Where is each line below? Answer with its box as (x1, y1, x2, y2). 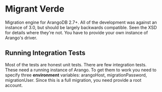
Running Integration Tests (5, 49, 85, 57)
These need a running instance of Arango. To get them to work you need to (5, 67, 157, 73)
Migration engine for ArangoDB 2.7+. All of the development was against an (5, 19, 157, 25)
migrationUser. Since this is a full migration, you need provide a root (5, 77, 142, 83)
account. (5, 82, 23, 88)
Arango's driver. (5, 35, 38, 41)
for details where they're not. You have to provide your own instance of (5, 30, 148, 35)
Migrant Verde (5, 3, 64, 15)
